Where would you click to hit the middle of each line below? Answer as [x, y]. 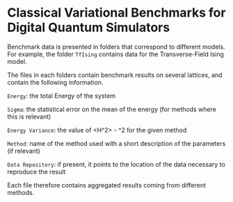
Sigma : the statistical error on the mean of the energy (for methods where [112, 109]
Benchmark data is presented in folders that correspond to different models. [116, 47]
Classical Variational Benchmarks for [116, 13]
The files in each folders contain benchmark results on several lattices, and [115, 75]
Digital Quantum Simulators [89, 27]
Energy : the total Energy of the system [62, 96]
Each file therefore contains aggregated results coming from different [107, 185]
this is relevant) [29, 117]
